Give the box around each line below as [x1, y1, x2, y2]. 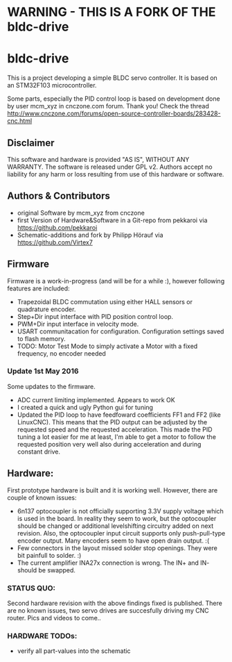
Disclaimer [7, 137, 55, 149]
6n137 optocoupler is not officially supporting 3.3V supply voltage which [17, 506, 224, 515]
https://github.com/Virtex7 [17, 238, 93, 247]
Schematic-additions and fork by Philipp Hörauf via [17, 231, 164, 239]
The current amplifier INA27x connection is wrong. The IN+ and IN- [17, 558, 210, 567]
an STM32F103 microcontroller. [7, 81, 97, 90]
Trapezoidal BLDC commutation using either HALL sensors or [17, 297, 193, 306]
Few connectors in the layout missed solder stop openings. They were [17, 543, 218, 552]
